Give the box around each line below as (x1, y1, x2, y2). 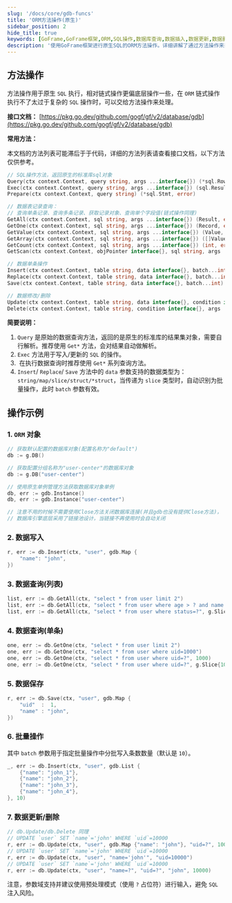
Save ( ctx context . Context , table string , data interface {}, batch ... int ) (7, 280, 224, 287)
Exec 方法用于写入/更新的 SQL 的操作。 (17, 350, 126, 359)
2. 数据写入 (7, 532, 44, 542)
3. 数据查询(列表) (7, 579, 64, 589)
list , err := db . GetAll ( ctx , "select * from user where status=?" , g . (7, 608, 215, 615)
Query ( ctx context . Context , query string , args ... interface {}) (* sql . (7, 177, 217, 185)
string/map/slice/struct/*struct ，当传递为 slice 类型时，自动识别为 (17, 376, 217, 385)
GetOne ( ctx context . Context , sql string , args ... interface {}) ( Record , (7, 222, 221, 229)
